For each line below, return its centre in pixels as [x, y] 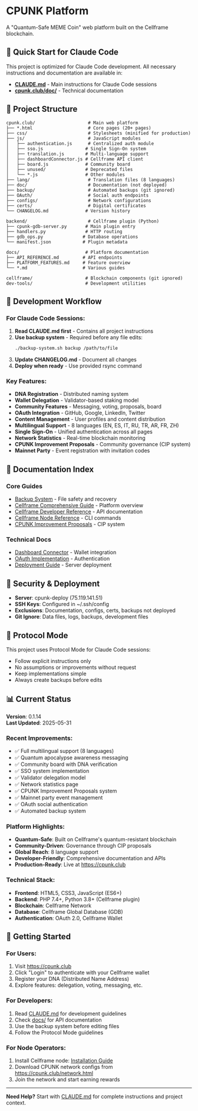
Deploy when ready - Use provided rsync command [78, 366]
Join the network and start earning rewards [67, 1080]
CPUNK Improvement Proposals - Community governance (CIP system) [103, 445]
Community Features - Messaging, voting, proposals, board [88, 407]
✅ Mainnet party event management [59, 798]
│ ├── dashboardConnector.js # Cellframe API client [75, 159]
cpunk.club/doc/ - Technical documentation [69, 91]
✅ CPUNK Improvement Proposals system [66, 791]
